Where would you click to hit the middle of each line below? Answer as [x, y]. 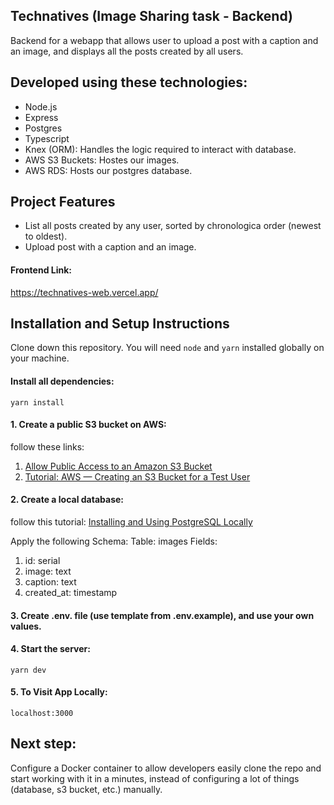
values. [26, 626]
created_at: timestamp [71, 593]
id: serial [42, 561]
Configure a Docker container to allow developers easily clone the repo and [166, 768]
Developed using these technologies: [129, 82]
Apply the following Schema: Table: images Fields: [114, 541]
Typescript [47, 138]
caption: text [50, 582]
